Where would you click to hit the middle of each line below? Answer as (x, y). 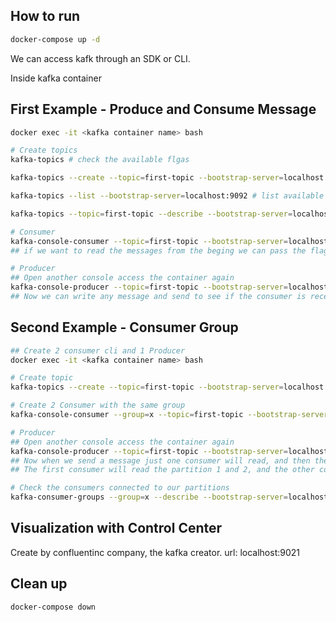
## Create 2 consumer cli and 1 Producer (98, 350)
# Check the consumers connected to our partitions (120, 488)
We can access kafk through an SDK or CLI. (100, 58)
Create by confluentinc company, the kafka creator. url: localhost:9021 (155, 552)
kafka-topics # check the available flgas (100, 160)
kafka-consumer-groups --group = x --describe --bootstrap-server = (149, 497)
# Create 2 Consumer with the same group (98, 405)
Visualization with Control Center (116, 528)
